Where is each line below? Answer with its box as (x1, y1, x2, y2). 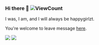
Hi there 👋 (5, 5, 30, 12)
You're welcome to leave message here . (5, 25, 87, 31)
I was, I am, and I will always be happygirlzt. (5, 16, 95, 22)
